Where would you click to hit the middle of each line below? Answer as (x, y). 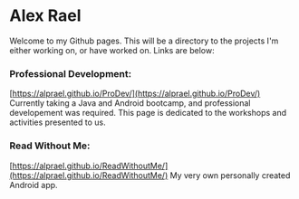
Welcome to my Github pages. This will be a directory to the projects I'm (144, 41)
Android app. (34, 185)
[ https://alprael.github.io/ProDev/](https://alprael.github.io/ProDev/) (135, 94)
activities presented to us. (58, 122)
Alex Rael (45, 16)
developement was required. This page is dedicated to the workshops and (148, 113)
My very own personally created (230, 175)
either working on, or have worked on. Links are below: (112, 50)
